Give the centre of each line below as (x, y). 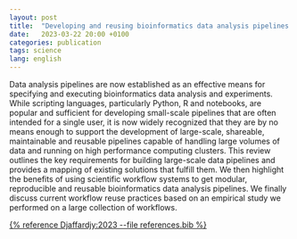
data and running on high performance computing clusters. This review (140, 151)
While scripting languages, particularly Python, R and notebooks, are (135, 103)
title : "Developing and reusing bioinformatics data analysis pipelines (149, 26)
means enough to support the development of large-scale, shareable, (137, 132)
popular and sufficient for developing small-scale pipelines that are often (143, 113)
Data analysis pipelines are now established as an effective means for (137, 84)
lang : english (36, 59)
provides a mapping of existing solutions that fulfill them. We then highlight (147, 169)
